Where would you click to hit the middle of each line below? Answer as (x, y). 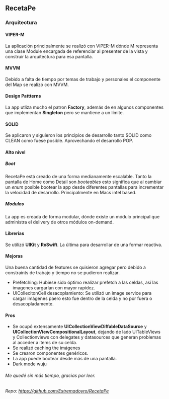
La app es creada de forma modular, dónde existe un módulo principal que (82, 216)
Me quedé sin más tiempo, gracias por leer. (50, 375)
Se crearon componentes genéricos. (50, 353)
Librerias (15, 233)
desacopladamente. (33, 304)
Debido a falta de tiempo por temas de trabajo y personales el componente (83, 79)
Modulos (15, 204)
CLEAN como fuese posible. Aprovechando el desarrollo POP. (69, 141)
